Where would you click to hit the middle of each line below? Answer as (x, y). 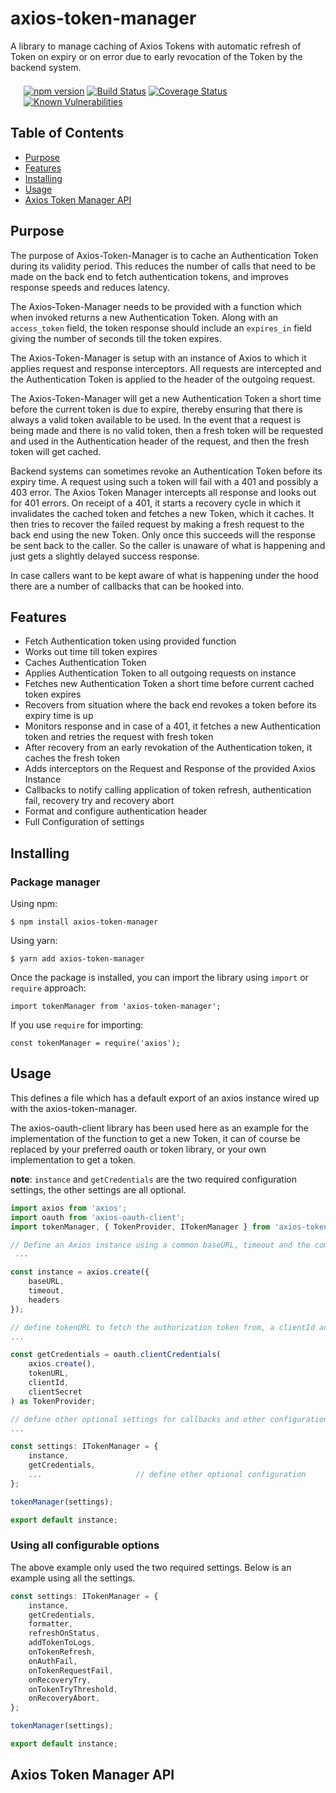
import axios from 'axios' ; (69, 1208)
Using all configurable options (85, 1545)
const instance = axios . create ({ (80, 1272)
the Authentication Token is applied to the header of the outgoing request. (163, 379)
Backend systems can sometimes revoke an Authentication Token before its (166, 471)
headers (44, 1300)
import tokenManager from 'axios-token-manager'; (116, 1007)
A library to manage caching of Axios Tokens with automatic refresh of (156, 46)
